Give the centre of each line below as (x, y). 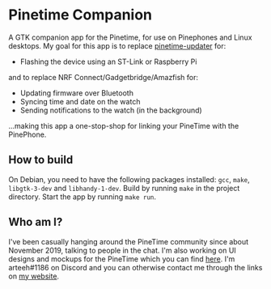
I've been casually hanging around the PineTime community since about (129, 241)
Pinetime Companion (80, 15)
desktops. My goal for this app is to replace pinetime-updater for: (117, 45)
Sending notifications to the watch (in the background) (111, 110)
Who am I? (36, 222)
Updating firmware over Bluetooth (76, 93)
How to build (41, 160)
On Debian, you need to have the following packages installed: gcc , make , (129, 179)
